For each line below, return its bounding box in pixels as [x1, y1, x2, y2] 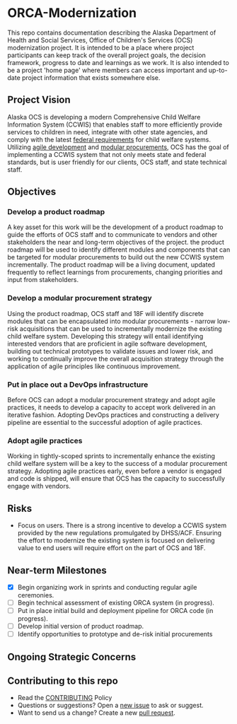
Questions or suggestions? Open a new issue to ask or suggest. [17, 701, 204, 710]
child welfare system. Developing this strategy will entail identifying [7, 332, 204, 340]
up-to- [208, 66, 228, 74]
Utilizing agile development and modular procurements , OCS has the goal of [7, 143, 229, 151]
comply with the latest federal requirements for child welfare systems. [7, 135, 211, 144]
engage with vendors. [7, 482, 71, 491]
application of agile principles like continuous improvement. [7, 362, 181, 370]
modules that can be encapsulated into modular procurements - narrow [7, 317, 216, 325]
